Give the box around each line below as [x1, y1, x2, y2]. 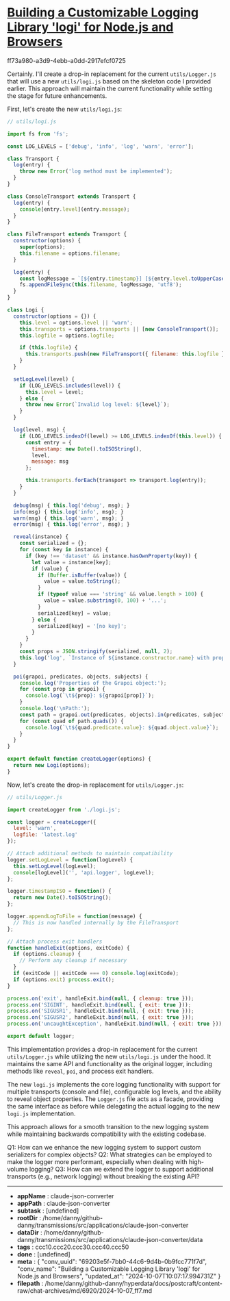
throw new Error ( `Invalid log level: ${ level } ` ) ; [25, 401, 170, 408]
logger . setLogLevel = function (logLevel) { [7, 856, 133, 863]
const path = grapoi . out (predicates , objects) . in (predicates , [19, 711, 201, 718]
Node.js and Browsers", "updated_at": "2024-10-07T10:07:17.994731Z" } [16, 1272, 221, 1280]
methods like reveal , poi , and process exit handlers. [7, 1067, 154, 1075]
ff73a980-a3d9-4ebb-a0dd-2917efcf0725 [7, 56, 126, 64]
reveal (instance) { [13, 533, 69, 540]
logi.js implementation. [7, 1109, 76, 1117]
